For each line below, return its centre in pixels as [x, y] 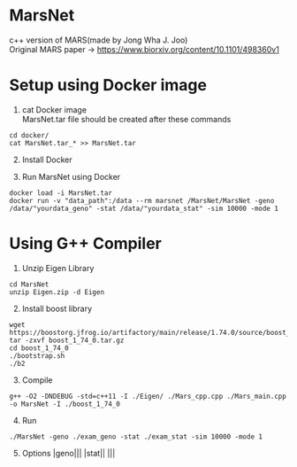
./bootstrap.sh [37, 355]
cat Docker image [54, 109]
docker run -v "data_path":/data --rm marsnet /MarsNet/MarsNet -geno [142, 200]
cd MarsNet [29, 284]
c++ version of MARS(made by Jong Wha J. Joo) [99, 40]
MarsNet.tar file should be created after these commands [126, 119]
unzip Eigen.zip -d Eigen [57, 292]
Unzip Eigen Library [58, 268]
